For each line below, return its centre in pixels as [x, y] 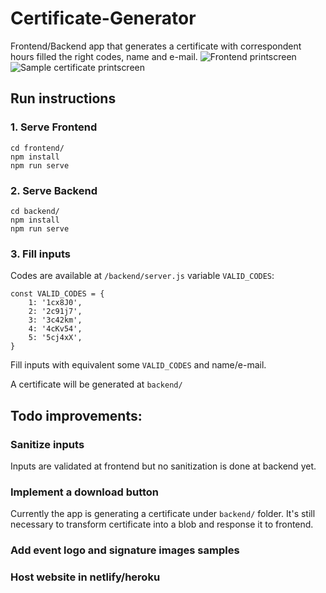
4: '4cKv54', [55, 329]
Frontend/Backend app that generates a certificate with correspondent [156, 46]
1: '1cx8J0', [55, 303]
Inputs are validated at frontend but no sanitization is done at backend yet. [163, 466]
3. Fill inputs [40, 254]
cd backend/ [35, 211]
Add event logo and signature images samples [125, 550]
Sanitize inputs [47, 444]
